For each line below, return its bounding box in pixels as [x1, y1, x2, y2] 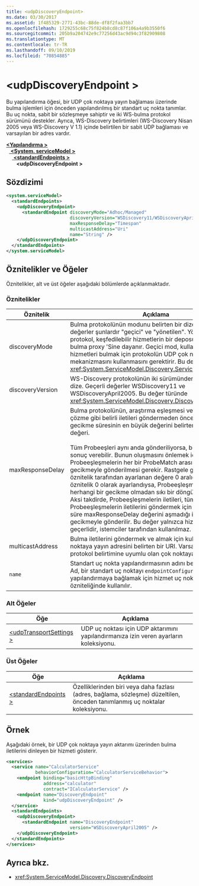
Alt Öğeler [6, 599, 37, 608]
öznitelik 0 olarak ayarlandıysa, [70, 481, 156, 489]
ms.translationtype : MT [6, 36, 65, 42]
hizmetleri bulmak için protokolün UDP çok [70, 350, 188, 358]
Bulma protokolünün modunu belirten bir [70, 320, 182, 329]
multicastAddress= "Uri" [69, 226, 129, 232]
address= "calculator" [43, 781, 97, 787]
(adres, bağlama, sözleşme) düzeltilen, [72, 690, 181, 698]
